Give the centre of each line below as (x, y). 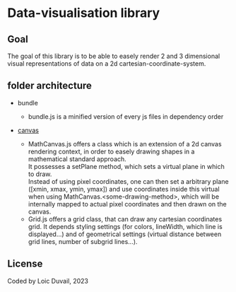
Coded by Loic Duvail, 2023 (48, 281)
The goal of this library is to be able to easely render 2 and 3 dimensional (114, 56)
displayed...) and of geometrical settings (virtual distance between (125, 234)
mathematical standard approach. (77, 159)
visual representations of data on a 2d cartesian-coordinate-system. (107, 64)
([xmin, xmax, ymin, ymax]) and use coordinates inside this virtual (124, 189)
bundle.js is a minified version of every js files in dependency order (126, 116)
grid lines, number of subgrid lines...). (83, 241)
